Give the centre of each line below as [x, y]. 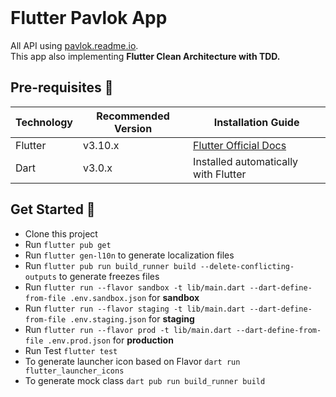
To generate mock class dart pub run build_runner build [145, 380]
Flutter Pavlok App [89, 18]
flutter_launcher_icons [74, 371]
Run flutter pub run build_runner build [110, 265]
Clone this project [61, 233]
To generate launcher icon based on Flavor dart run [132, 361]
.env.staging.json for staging [132, 318]
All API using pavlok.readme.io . [74, 45]
